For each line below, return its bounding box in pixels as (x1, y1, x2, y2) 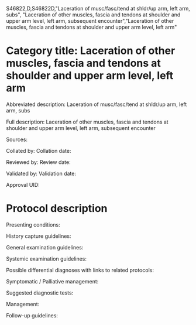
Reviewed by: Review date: (6, 158, 71, 166)
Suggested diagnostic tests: (6, 289, 74, 296)
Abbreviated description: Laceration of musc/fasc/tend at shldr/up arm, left (6, 101, 187, 108)
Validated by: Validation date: (6, 170, 76, 177)
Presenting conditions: (6, 221, 60, 228)
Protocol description (6, 202, 108, 215)
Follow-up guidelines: (6, 312, 59, 319)
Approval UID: (6, 181, 40, 188)
